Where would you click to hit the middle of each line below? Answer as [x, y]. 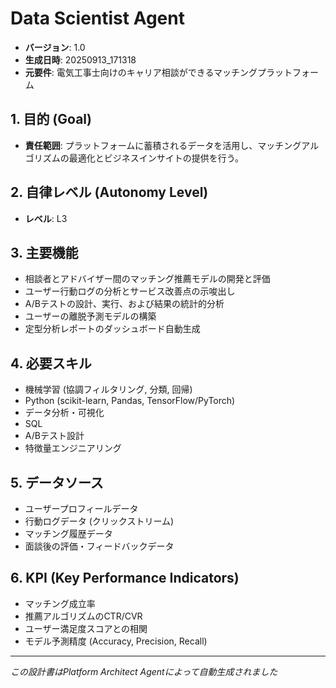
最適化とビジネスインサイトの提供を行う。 [156, 158]
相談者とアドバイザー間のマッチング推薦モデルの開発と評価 [147, 279]
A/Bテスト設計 [54, 436]
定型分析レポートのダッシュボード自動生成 [112, 329]
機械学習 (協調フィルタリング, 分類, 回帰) [108, 389]
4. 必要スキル [51, 363]
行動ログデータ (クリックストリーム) [99, 521]
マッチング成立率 [60, 603]
